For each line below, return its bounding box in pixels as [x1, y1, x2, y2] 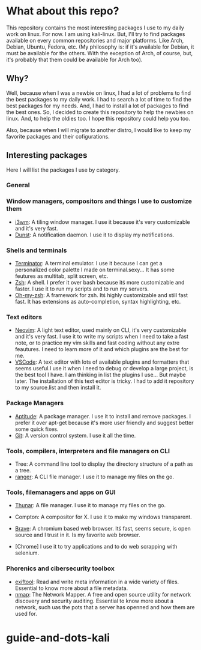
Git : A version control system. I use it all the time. [14, 432, 136, 439]
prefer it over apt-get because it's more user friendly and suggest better [14, 419, 194, 426]
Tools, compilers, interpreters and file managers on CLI [6, 447, 170, 455]
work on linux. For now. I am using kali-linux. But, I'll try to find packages [6, 30, 185, 37]
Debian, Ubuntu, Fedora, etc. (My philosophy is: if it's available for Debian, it [6, 43, 194, 50]
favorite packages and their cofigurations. [6, 133, 110, 140]
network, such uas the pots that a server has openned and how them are [14, 603, 195, 610]
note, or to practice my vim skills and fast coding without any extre [14, 339, 180, 346]
